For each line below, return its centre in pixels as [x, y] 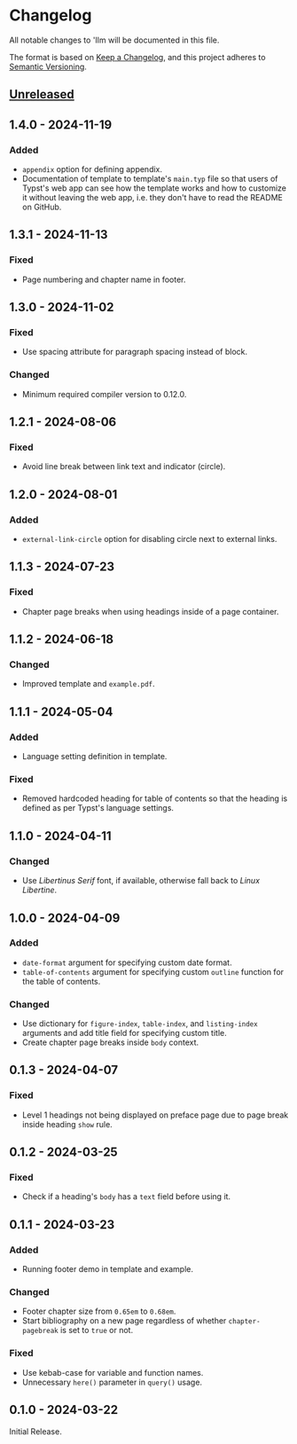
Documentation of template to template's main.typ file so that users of [150, 179]
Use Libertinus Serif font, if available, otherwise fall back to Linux [141, 881]
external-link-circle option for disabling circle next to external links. [149, 539]
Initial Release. [35, 1431]
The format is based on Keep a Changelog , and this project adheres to [137, 57]
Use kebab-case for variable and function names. [113, 1372]
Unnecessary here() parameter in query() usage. [112, 1382]
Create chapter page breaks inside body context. [110, 1042]
